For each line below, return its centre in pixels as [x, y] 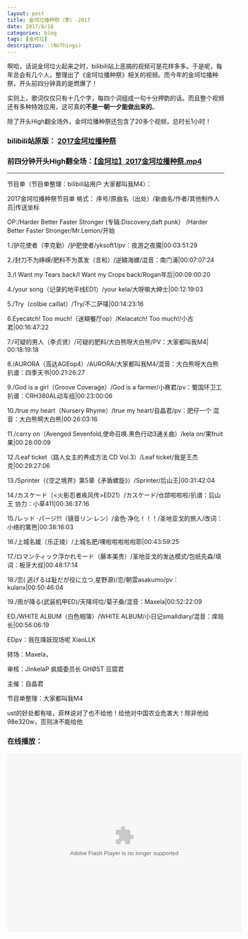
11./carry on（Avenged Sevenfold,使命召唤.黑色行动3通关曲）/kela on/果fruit [115, 434]
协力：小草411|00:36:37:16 [52, 504]
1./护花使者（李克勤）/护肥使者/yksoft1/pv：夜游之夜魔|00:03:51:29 [102, 245]
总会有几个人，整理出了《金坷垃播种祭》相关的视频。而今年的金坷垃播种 [115, 75]
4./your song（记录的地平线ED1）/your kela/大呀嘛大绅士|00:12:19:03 [105, 289]
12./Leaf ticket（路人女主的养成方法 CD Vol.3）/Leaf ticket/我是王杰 [103, 457]
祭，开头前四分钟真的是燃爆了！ [52, 83]
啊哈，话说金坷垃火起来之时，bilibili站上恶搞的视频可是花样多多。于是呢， [112, 66]
